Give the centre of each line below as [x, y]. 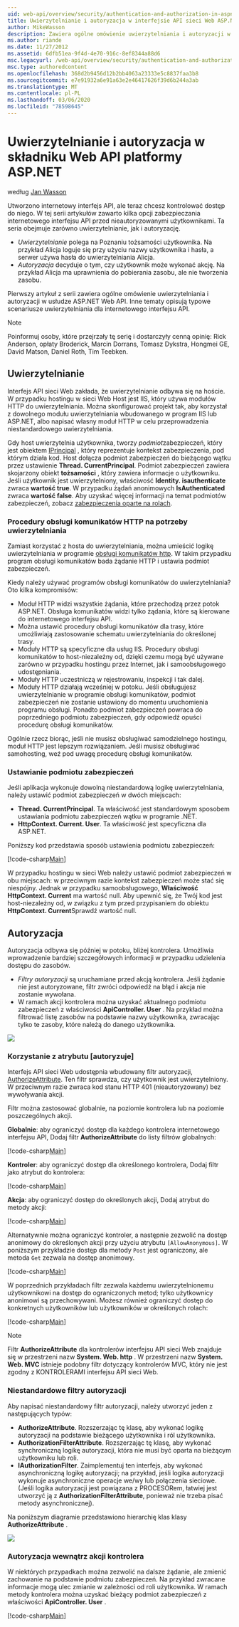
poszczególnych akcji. [40, 1116]
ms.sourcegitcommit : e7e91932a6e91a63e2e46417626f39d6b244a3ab [103, 80]
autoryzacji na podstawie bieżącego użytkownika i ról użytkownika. [116, 1435]
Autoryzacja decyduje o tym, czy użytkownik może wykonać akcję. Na [121, 265]
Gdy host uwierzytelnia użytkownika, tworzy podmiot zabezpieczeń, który [115, 443]
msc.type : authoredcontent [47, 67]
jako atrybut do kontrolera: [46, 1172]
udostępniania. [39, 672]
